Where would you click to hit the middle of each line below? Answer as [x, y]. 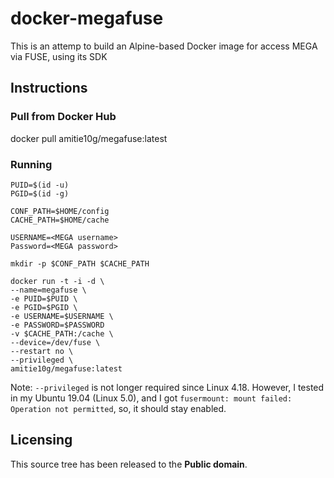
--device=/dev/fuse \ [55, 342]
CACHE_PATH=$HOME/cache [60, 220]
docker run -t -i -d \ [57, 281]
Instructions [49, 88]
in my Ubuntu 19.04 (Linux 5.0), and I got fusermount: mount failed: [151, 398]
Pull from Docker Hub [63, 117]
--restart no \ [42, 351]
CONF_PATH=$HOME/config [60, 211]
